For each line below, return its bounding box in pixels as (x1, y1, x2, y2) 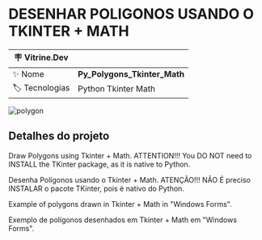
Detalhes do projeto (8, 129, 110, 143)
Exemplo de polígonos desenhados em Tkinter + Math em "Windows (8, 215, 237, 225)
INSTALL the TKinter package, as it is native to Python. (8, 159, 191, 169)
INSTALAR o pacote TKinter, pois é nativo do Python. (8, 183, 184, 193)
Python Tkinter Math (78, 83, 156, 95)
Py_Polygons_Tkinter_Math (78, 68, 184, 79)
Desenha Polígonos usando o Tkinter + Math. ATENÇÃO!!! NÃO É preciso (8, 175, 251, 184)
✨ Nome (12, 68, 44, 79)
